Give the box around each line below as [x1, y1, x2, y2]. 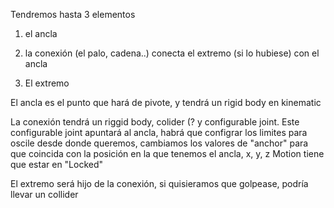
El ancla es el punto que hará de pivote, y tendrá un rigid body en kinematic [10, 97, 322, 108]
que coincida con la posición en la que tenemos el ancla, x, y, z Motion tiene [10, 148, 325, 159]
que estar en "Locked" [10, 159, 104, 170]
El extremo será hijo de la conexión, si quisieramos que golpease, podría [10, 178, 309, 189]
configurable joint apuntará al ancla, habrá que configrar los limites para [10, 127, 308, 138]
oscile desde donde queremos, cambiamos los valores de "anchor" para [10, 137, 309, 149]
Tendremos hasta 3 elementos [10, 9, 136, 20]
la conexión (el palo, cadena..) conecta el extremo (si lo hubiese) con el [24, 47, 320, 59]
